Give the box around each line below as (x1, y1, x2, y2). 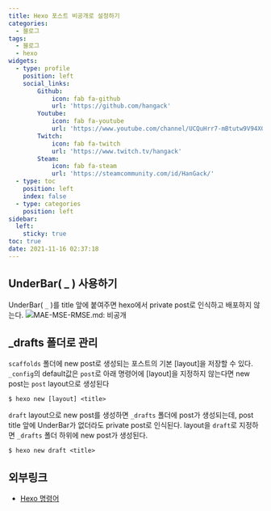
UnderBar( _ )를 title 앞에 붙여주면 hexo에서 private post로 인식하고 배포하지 (8, 300, 252, 310)
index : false (23, 192, 67, 201)
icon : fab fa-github (51, 95, 121, 103)
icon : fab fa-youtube (51, 117, 125, 125)
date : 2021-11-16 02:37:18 (8, 245, 99, 253)
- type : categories (15, 200, 81, 208)
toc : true (8, 238, 42, 246)
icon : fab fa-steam (51, 163, 117, 171)
